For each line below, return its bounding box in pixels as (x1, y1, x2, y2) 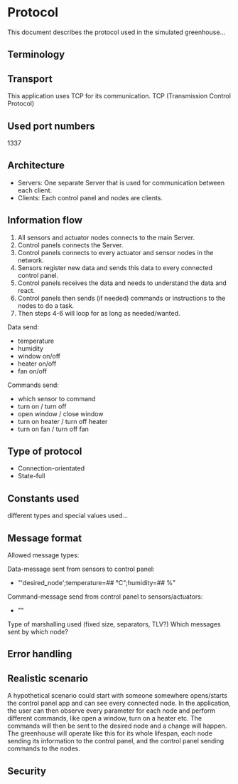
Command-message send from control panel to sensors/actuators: (7, 592, 203, 601)
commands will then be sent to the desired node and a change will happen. (7, 721, 227, 731)
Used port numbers (7, 120, 95, 132)
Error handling (7, 648, 72, 660)
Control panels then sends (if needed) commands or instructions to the (17, 294, 226, 302)
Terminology (7, 48, 65, 61)
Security (7, 765, 46, 777)
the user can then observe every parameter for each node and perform (7, 706, 215, 715)
